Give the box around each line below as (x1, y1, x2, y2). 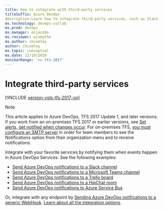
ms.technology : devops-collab (5, 21, 67, 26)
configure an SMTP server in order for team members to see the (5, 130, 134, 135)
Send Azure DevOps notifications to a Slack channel (12, 164, 117, 170)
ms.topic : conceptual (5, 48, 49, 53)
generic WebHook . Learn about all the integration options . (5, 200, 122, 206)
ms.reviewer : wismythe (5, 35, 51, 40)
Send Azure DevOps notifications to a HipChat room (12, 180, 117, 185)
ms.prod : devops (5, 26, 38, 30)
